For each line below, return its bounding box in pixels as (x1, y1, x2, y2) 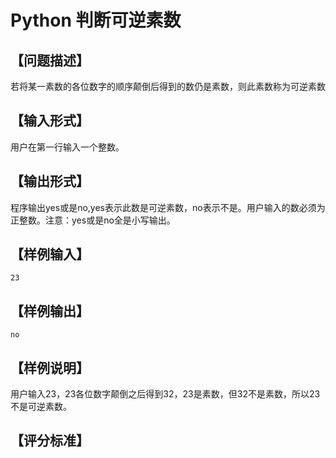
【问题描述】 (10, 52, 90, 69)
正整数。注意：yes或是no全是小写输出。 (10, 214, 176, 226)
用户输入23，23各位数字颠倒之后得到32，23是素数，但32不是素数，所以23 (10, 388, 321, 400)
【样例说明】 (10, 359, 90, 376)
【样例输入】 (10, 246, 90, 263)
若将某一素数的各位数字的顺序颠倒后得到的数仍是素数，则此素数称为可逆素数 (10, 81, 326, 92)
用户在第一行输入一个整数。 (10, 141, 125, 153)
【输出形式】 (10, 173, 90, 190)
